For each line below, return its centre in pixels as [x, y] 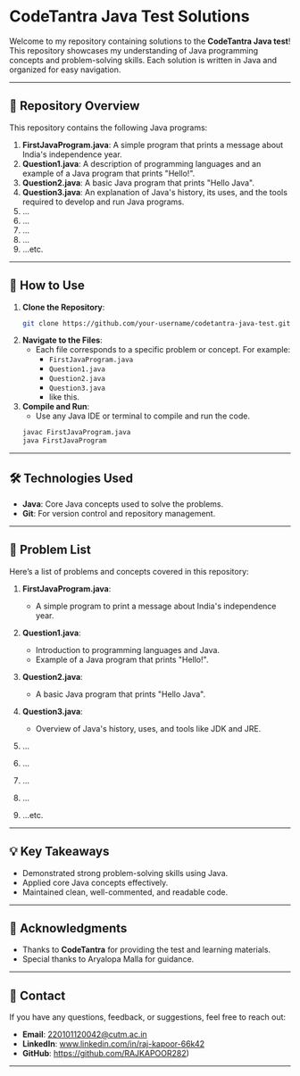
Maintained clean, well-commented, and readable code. [125, 892]
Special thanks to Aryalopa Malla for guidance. [108, 959]
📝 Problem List [50, 550]
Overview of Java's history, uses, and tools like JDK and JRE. [148, 728]
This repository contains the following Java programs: [108, 128]
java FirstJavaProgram [64, 441]
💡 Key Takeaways [59, 852]
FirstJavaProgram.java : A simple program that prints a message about [153, 145]
